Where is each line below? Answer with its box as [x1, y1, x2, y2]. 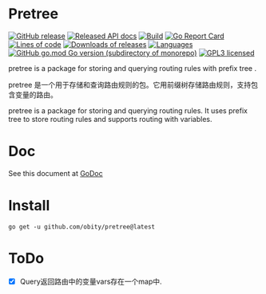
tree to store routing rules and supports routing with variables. [8, 114, 213, 123]
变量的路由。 [14, 89, 58, 100]
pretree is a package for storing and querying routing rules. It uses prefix [8, 105, 248, 116]
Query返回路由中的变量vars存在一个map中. [19, 276, 162, 286]
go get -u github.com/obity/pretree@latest [8, 222, 156, 231]
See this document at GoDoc [8, 168, 104, 178]
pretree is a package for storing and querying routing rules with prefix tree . [8, 63, 257, 73]
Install [8, 197, 50, 215]
